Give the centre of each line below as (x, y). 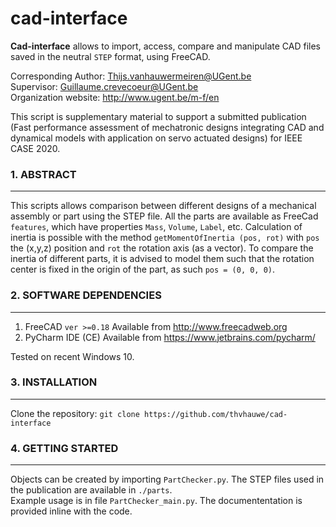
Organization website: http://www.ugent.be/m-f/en (115, 97)
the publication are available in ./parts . (91, 490)
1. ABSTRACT (43, 174)
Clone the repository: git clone (75, 413)
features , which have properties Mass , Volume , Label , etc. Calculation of (156, 227)
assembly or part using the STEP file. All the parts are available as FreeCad (164, 216)
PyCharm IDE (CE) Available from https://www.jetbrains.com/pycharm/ (170, 337)
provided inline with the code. (71, 511)
